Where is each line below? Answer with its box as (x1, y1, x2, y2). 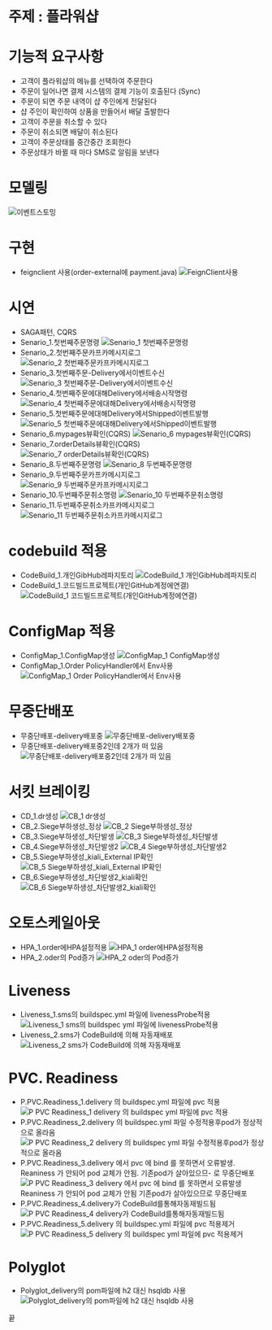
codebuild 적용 (8, 542, 108, 560)
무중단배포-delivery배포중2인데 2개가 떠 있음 (19, 741, 164, 751)
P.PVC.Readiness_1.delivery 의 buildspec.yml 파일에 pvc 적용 (19, 1097, 221, 1106)
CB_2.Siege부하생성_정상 (19, 821, 102, 831)
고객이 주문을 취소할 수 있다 (19, 117, 108, 127)
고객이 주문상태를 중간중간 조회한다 (19, 137, 132, 147)
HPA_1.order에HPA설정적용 (19, 942, 108, 952)
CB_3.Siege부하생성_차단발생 (19, 831, 115, 841)
